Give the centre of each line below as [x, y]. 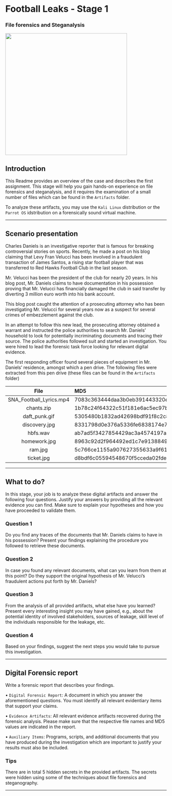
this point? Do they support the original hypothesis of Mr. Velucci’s [75, 575]
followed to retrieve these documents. [45, 546]
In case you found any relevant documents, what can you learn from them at [86, 570]
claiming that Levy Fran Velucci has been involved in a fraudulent [74, 257]
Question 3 [19, 594]
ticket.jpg [39, 458]
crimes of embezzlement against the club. [50, 315]
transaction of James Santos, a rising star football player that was [74, 263]
